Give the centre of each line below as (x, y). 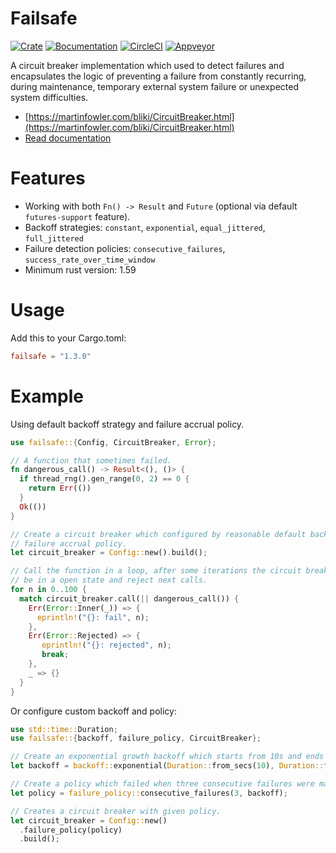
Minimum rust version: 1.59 (80, 269)
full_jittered (54, 238)
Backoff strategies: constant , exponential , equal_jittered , (145, 227)
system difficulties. (49, 97)
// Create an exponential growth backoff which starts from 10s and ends (167, 757)
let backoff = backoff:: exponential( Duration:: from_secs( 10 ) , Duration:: (167, 766)
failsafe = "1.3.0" (51, 356)
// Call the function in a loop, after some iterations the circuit (156, 571)
